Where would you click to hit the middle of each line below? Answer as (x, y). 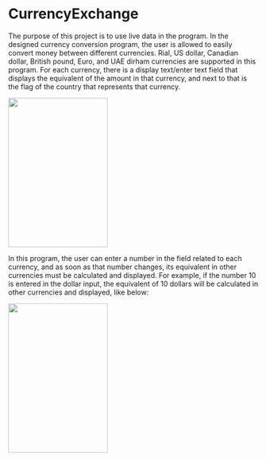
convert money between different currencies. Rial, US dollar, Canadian (123, 53)
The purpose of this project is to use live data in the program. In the (118, 36)
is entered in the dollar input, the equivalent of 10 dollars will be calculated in (133, 283)
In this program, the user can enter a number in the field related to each (125, 258)
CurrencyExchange (73, 14)
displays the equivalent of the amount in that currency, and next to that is (128, 78)
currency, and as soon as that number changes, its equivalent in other (122, 267)
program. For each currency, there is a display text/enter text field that (123, 69)
